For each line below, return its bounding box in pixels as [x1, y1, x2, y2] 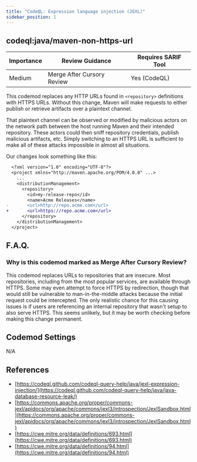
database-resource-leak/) [14, 393, 77, 400]
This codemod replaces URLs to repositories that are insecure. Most [6, 271, 171, 279]
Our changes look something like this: [6, 153, 97, 160]
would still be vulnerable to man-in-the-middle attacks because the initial [6, 290, 183, 297]
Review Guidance [61, 57, 111, 65]
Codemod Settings [6, 332, 76, 342]
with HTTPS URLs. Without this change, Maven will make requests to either [6, 99, 188, 106]
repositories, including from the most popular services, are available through [6, 278, 191, 285]
